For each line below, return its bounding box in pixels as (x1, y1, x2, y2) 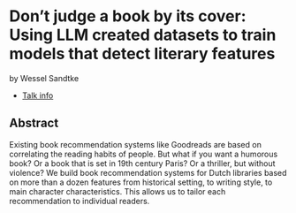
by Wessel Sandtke (9, 72, 80, 83)
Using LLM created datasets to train (9, 25, 277, 45)
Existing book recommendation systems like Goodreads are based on (9, 139, 262, 149)
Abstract (9, 116, 59, 131)
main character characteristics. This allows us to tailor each (9, 186, 226, 196)
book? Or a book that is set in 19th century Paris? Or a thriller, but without (9, 157, 276, 169)
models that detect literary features (9, 44, 276, 64)
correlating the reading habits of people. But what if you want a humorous (9, 148, 278, 159)
